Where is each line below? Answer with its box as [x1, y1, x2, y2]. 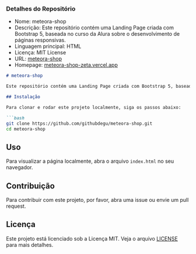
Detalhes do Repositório [6, 5, 76, 13]
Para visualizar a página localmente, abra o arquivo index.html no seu [6, 157, 174, 165]
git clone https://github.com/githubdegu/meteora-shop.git [6, 121, 153, 126]
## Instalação [6, 94, 41, 100]
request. [6, 202, 26, 210]
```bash [6, 115, 25, 121]
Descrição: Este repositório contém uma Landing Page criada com [14, 24, 174, 31]
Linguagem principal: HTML [14, 43, 82, 50]
